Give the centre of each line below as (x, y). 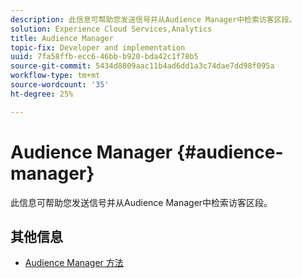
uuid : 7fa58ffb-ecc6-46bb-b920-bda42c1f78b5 (104, 57)
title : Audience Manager (62, 38)
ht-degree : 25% (42, 94)
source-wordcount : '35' (60, 85)
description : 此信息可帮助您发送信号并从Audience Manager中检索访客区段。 (153, 19)
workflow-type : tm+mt (55, 76)
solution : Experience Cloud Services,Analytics (111, 29)
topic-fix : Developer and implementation (98, 47)
